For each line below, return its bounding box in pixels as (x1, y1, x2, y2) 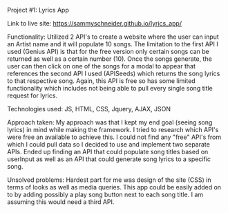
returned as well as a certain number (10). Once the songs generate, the (7, 55, 212, 63)
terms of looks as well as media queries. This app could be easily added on (7, 183, 222, 191)
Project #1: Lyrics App (7, 6, 69, 14)
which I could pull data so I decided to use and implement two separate (7, 140, 211, 148)
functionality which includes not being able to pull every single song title (7, 84, 213, 92)
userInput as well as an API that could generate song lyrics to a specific (7, 155, 211, 163)
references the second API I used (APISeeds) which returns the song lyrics (7, 69, 220, 77)
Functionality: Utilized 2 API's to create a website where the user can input (7, 33, 219, 41)
